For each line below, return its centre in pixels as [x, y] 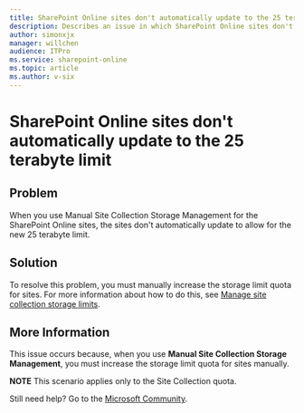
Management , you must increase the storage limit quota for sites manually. [149, 364]
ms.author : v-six [42, 77]
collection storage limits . [55, 303]
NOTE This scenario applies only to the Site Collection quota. [123, 381]
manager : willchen [44, 43]
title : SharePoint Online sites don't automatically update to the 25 [145, 18]
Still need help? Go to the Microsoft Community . [99, 399]
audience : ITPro [40, 52]
